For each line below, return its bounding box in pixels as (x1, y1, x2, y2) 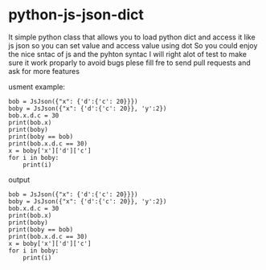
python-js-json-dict (8, 6, 145, 24)
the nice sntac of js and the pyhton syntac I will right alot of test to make (8, 49, 248, 59)
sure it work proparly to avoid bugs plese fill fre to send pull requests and (8, 58, 251, 67)
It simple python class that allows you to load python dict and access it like (8, 32, 256, 42)
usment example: (8, 82, 66, 92)
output (8, 174, 31, 184)
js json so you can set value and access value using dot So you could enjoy (8, 40, 258, 50)
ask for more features (8, 66, 80, 76)
